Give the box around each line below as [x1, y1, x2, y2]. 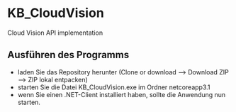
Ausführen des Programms [7, 49, 130, 61]
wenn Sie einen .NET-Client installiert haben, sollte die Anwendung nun [17, 90, 226, 99]
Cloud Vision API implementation [7, 28, 103, 37]
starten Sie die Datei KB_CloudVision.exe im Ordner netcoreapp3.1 [17, 83, 210, 91]
